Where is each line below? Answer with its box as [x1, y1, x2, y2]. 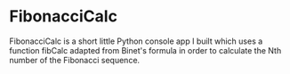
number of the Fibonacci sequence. [9, 54, 141, 65]
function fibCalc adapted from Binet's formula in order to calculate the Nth [9, 45, 282, 55]
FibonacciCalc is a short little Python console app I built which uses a [9, 36, 263, 46]
